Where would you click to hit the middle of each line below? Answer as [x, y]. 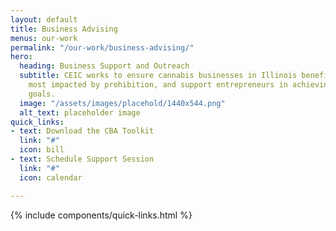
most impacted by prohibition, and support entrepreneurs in [158, 85]
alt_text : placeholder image [80, 112]
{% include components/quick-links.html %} [101, 215]
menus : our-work [44, 38]
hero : [21, 57]
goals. [42, 94]
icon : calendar [51, 177]
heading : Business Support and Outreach [104, 66]
